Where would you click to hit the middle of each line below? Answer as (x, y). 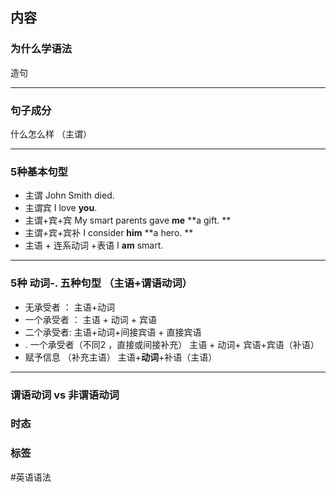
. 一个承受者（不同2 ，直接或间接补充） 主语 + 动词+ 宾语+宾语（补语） (172, 344)
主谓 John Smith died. (69, 195)
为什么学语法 (41, 49)
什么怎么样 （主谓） (51, 134)
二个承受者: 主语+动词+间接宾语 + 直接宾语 (113, 332)
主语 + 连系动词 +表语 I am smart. (94, 245)
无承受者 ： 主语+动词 (69, 307)
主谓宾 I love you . (61, 208)
